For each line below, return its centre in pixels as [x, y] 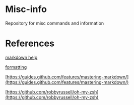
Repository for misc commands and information [55, 23]
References [30, 43]
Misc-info [26, 9]
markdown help [21, 57]
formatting [16, 67]
